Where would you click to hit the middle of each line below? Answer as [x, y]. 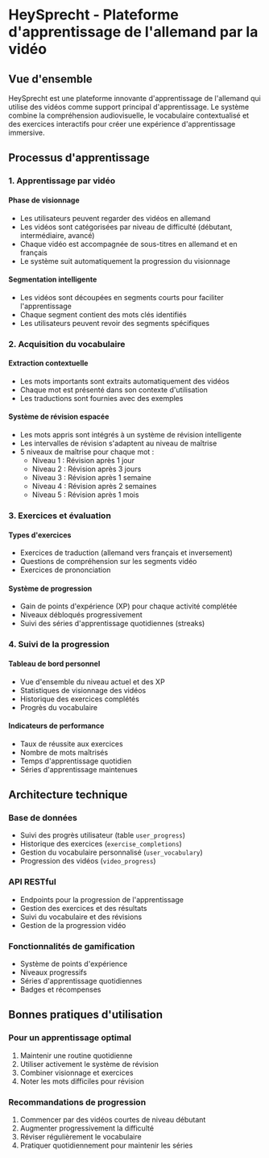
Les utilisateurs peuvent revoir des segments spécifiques [115, 323]
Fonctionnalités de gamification [72, 946]
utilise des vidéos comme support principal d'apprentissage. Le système [129, 107]
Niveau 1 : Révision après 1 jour [83, 461]
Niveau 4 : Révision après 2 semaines [94, 487]
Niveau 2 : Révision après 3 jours [87, 469]
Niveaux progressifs [53, 972]
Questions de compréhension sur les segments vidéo [108, 562]
